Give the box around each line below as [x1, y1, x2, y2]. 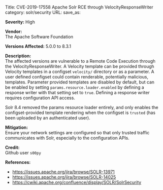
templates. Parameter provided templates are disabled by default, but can [5, 79, 155, 85]
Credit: [5, 145, 20, 150]
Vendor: [5, 29, 22, 34]
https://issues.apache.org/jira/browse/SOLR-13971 [12, 169, 115, 175]
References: [5, 159, 31, 165]
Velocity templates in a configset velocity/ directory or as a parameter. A [5, 69, 154, 75]
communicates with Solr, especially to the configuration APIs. [5, 135, 130, 141]
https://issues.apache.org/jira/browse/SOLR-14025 [12, 174, 116, 180]
